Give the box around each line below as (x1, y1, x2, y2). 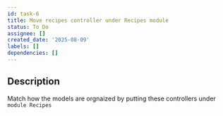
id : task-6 (7, 10, 40, 18)
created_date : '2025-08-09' (7, 37, 90, 44)
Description (7, 75, 60, 88)
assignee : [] (7, 30, 46, 37)
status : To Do (7, 23, 49, 30)
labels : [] (7, 43, 40, 50)
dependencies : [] (7, 50, 59, 57)
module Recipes (7, 101, 52, 109)
